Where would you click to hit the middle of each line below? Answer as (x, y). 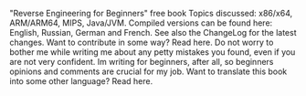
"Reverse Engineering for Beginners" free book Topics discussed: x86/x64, (151, 13)
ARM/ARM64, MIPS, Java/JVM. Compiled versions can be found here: (141, 23)
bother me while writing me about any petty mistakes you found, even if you (153, 52)
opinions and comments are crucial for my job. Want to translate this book (148, 71)
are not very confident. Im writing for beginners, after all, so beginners (142, 62)
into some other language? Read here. (81, 81)
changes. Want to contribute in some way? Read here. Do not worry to (142, 42)
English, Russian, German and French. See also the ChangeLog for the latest (153, 32)
